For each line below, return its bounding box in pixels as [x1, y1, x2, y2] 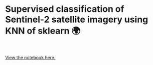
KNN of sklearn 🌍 [5, 26, 81, 36]
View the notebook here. [5, 54, 56, 60]
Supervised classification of [5, 3, 125, 15]
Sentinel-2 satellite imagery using [5, 14, 149, 25]
